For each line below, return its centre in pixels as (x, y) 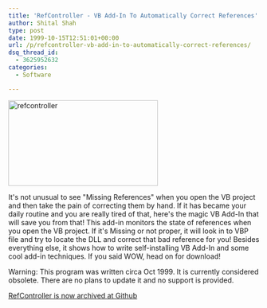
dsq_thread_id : (33, 53)
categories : (28, 68)
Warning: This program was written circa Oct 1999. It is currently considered (133, 271)
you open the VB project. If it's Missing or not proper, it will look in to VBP (129, 231)
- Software (33, 75)
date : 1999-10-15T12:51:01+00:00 (64, 38)
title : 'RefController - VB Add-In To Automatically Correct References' (133, 16)
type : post (26, 30)
